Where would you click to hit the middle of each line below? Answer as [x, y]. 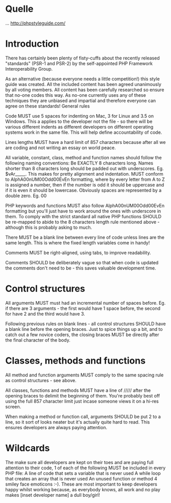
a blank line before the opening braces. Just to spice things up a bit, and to [84, 329]
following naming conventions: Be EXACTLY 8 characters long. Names [79, 163]
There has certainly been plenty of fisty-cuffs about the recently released [82, 58]
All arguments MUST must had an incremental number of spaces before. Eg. [86, 303]
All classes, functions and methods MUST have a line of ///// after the [78, 390]
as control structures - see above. [41, 380]
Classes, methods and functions [76, 361]
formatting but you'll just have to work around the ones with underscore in [83, 211]
